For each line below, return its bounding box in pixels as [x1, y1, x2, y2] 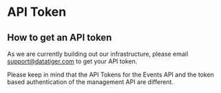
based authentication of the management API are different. [7, 78, 174, 86]
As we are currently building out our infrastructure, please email [7, 50, 189, 58]
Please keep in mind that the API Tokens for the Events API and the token [7, 70, 215, 79]
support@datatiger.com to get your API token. [7, 57, 138, 65]
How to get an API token [7, 32, 112, 43]
